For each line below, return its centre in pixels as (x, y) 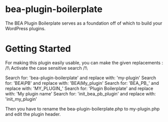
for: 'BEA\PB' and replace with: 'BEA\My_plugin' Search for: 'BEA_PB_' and (82, 83)
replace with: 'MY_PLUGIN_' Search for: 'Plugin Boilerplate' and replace (79, 88)
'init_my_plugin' (21, 99)
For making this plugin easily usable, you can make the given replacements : (84, 63)
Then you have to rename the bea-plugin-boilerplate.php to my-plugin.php (82, 108)
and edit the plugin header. (33, 114)
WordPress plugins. (25, 28)
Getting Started (38, 49)
